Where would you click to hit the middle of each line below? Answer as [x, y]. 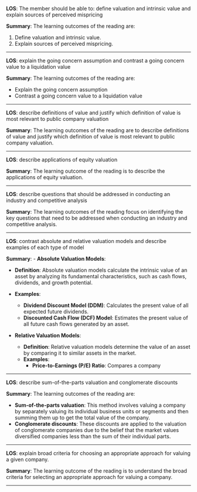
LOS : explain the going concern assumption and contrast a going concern [95, 60]
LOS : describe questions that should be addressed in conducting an [88, 194]
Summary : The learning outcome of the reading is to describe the [86, 171]
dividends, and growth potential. [53, 282]
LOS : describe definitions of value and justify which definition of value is [94, 113]
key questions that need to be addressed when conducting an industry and [97, 218]
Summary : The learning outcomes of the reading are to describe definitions [98, 130]
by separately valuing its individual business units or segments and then [101, 411]
